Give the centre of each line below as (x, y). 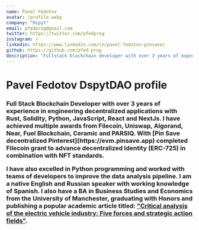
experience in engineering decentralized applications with (92, 111)
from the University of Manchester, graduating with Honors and (99, 199)
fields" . (17, 221)
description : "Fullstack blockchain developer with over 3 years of (92, 56)
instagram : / (22, 39)
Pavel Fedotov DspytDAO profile (87, 85)
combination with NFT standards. (55, 155)
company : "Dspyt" (28, 23)
